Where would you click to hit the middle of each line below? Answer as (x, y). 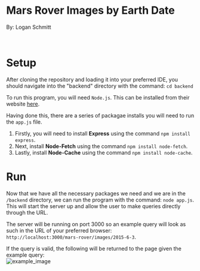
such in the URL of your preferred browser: (59, 230)
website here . (23, 104)
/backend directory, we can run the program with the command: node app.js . (100, 200)
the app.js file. (24, 122)
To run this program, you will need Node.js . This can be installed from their (98, 97)
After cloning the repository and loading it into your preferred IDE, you (92, 79)
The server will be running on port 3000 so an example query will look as (96, 224)
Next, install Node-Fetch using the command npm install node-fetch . (101, 146)
